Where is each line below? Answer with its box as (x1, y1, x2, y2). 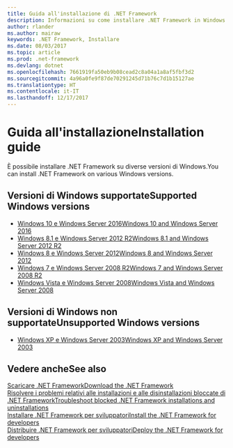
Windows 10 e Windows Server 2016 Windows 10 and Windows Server (17, 219, 218, 227)
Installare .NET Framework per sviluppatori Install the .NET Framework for (7, 411, 217, 419)
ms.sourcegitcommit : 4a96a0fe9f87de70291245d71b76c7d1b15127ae (7, 75, 195, 82)
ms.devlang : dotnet (7, 62, 64, 69)
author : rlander (7, 23, 54, 30)
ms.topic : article (7, 49, 61, 56)
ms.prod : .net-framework (7, 56, 79, 63)
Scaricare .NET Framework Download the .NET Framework (7, 381, 174, 390)
